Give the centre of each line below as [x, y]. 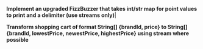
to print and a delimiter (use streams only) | [62, 15]
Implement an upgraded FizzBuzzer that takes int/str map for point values [102, 9]
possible [17, 40]
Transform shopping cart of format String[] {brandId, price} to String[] [97, 27]
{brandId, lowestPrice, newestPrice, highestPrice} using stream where [98, 33]
